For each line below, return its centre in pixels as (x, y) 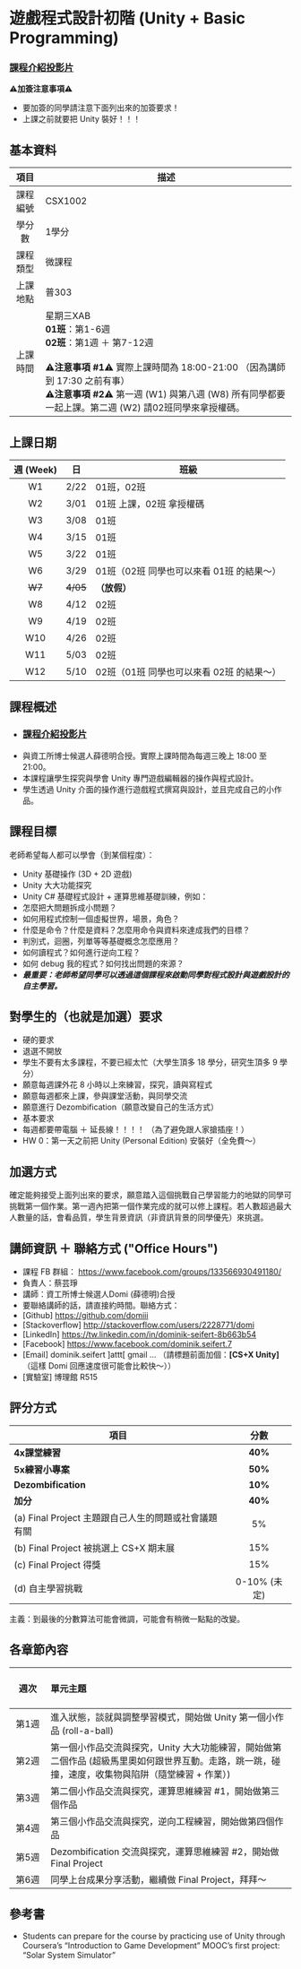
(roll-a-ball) (87, 1731)
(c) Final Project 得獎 (57, 1565)
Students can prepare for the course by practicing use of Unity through (154, 1936)
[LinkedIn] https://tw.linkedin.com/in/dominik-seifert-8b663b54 (139, 1334)
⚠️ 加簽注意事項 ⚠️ (41, 89)
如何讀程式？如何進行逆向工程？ (81, 952)
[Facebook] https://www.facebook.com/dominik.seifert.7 (127, 1344)
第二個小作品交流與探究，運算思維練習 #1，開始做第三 (165, 1791)
